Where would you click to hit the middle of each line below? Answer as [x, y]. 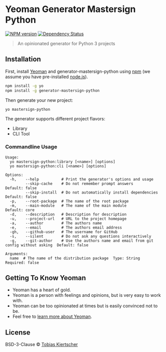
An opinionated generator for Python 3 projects [66, 43]
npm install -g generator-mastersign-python [52, 91]
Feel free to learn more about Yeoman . [52, 316]
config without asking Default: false [47, 245]
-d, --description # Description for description [68, 214]
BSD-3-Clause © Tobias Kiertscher [42, 344]
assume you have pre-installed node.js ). [47, 77]
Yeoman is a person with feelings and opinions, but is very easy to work [87, 295]
